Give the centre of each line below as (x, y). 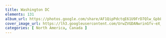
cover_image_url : (23, 23)
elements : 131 (20, 14)
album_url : (16, 19)
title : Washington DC (27, 10)
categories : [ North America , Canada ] (46, 28)
